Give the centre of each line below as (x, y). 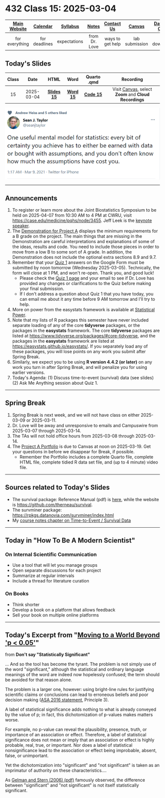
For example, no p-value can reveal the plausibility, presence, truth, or (76, 729)
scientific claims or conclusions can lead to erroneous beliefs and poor (77, 695)
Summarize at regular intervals (43, 576)
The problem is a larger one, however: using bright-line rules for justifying (80, 689)
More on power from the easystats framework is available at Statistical (83, 309)
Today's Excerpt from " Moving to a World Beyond (82, 635)
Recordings (132, 100)
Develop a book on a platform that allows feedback (64, 610)
